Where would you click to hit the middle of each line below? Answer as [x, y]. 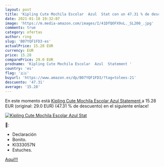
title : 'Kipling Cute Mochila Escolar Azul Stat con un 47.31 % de [77, 14]
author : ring [18, 37]
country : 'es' [20, 69]
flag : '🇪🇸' [17, 73]
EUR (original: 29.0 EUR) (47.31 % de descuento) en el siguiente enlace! [77, 106]
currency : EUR [20, 50]
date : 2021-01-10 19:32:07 [32, 19]
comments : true [20, 28]
